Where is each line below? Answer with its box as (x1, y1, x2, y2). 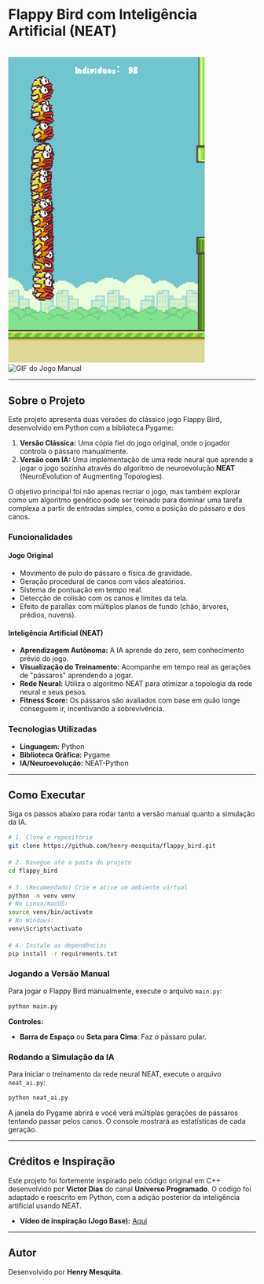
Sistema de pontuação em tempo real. (19, 585, 143, 595)
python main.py (8, 1002, 58, 1011)
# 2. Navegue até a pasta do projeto (8, 859, 132, 867)
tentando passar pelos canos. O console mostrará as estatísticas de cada (8, 1116, 246, 1125)
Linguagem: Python (19, 741, 85, 751)
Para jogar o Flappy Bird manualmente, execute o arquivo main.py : (8, 986, 222, 996)
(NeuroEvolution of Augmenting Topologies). (19, 471, 165, 481)
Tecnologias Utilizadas (8, 724, 97, 735)
